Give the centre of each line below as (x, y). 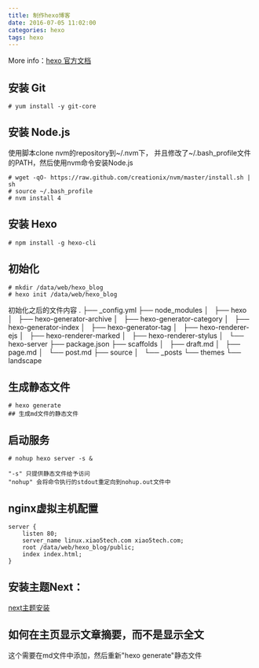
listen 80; (40, 534)
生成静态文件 (39, 387)
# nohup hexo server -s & (50, 459)
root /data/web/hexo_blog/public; (78, 547)
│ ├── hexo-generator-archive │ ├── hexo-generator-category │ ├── (129, 318)
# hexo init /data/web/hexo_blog (63, 294)
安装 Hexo (33, 224)
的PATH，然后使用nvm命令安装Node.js (71, 163)
